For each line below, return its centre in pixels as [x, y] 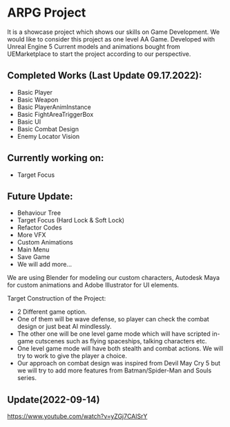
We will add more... [45, 265]
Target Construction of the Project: [57, 298]
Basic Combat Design [48, 129]
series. [27, 378]
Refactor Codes [39, 228]
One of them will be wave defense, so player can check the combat [113, 319]
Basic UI [29, 122]
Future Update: [40, 196]
